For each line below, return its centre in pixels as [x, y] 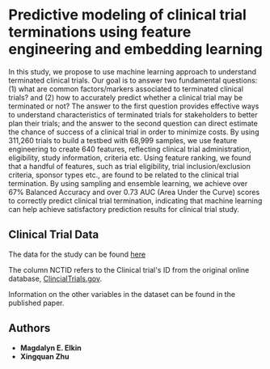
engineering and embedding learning [135, 49]
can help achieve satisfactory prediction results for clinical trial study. [124, 209]
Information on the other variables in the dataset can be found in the [122, 294]
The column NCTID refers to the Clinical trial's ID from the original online [129, 269]
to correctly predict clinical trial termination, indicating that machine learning [135, 201]
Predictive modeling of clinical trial [127, 15]
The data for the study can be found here [77, 254]
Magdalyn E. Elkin [51, 348]
